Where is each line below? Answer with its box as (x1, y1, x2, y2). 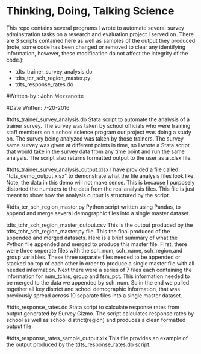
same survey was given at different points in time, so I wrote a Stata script (6, 141, 190, 148)
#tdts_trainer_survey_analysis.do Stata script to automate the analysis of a (6, 116, 190, 123)
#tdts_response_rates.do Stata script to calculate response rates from (6, 303, 179, 311)
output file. (6, 323, 33, 330)
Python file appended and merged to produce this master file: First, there (6, 240, 188, 248)
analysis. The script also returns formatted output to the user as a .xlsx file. (6, 154, 193, 161)
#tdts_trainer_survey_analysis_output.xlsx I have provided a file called (6, 166, 179, 173)
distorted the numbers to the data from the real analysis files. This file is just (6, 185, 195, 192)
